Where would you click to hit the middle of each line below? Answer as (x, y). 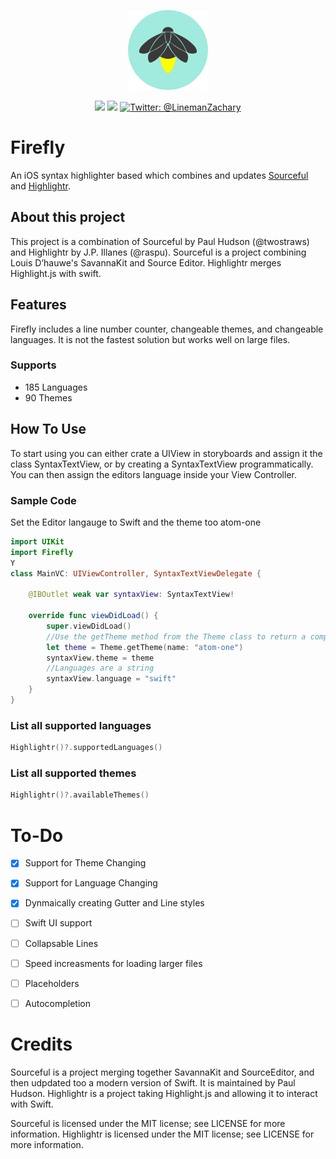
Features (38, 305)
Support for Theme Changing (85, 863)
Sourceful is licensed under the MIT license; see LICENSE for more (148, 1123)
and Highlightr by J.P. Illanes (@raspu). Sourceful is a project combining (158, 252)
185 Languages (56, 387)
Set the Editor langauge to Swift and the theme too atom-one (136, 522)
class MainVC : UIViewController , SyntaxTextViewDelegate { (136, 573)
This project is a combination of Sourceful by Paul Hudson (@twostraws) (160, 241)
